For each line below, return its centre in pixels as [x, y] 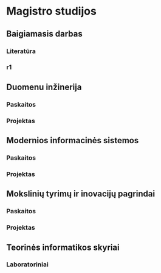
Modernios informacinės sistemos [73, 140]
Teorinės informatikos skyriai [63, 247]
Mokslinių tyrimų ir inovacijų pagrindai [81, 194]
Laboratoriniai [27, 264]
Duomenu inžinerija [44, 87]
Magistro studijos [52, 11]
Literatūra [21, 51]
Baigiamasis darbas [45, 34]
